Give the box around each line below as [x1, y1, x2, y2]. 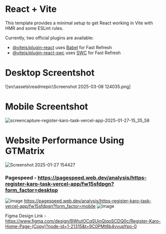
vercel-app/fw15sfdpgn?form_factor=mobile [5, 203, 96, 209]
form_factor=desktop [5, 186, 58, 193]
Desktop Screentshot [5, 67, 95, 78]
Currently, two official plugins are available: [5, 35, 94, 41]
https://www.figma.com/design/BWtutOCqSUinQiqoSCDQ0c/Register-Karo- [5, 218, 161, 224]
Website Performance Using [5, 135, 124, 146]
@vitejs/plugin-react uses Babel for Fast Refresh [12, 44, 112, 50]
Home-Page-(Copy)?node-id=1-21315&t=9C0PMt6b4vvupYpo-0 [5, 224, 137, 230]
